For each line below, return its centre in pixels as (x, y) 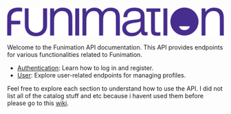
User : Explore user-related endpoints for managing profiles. (101, 75)
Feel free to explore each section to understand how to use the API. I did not (115, 88)
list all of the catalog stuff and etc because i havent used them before (106, 95)
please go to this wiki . (38, 103)
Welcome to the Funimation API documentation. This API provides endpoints (115, 47)
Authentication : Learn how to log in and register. (85, 68)
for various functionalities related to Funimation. (75, 54)
